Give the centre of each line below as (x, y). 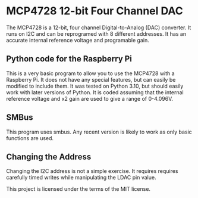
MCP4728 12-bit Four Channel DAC (95, 11)
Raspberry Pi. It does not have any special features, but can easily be (91, 79)
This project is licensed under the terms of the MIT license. (78, 189)
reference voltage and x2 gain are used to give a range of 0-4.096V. (90, 98)
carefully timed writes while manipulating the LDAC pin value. (81, 178)
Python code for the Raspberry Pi (69, 59)
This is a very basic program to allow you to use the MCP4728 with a (90, 73)
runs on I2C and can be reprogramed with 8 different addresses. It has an (96, 33)
